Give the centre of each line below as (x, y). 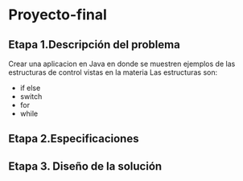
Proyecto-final (58, 15)
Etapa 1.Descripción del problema (95, 45)
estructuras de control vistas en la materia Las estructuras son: (113, 72)
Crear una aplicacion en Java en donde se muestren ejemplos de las (122, 64)
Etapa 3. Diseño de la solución (85, 166)
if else (30, 88)
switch (31, 97)
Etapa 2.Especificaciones (74, 139)
